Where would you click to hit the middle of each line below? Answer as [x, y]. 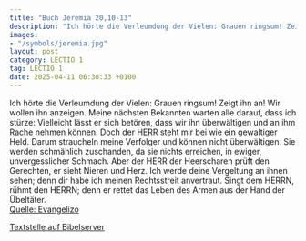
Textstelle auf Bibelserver [57, 226]
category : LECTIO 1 [46, 60]
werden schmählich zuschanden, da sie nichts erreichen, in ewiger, [136, 151]
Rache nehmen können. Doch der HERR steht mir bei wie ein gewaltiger [143, 132]
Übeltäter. [28, 199]
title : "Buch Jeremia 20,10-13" [71, 18]
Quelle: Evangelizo [44, 209]
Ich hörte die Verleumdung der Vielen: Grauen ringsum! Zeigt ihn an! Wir [145, 103]
